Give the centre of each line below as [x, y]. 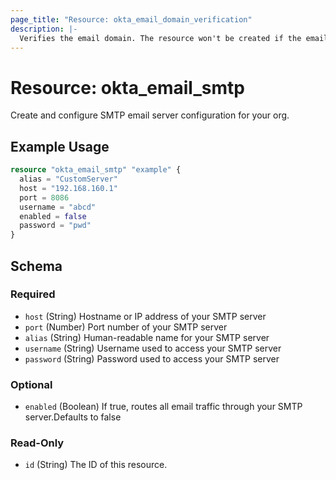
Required [33, 294]
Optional [31, 384]
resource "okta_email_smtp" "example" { [96, 170]
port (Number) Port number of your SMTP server [126, 327]
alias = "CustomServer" [68, 179]
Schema [36, 266]
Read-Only [37, 443]
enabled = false [53, 216]
